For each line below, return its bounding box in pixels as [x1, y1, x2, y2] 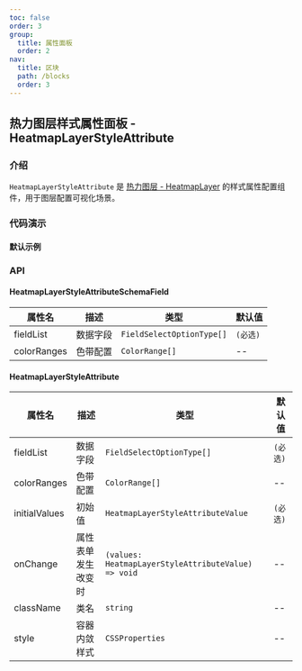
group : [9, 30, 34, 39]
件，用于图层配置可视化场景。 [9, 193, 120, 204]
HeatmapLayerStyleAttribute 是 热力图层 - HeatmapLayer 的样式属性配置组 [9, 181, 286, 192]
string [104, 603, 133, 613]
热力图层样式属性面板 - [9, 116, 137, 131]
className [13, 602, 61, 614]
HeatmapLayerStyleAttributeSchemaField [9, 286, 169, 297]
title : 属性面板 [17, 38, 74, 48]
